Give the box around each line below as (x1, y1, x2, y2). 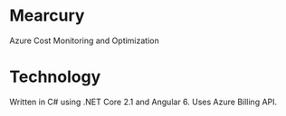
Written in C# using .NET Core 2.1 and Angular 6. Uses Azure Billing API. (9, 96, 278, 107)
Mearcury (9, 5, 85, 26)
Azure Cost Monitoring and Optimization (9, 35, 160, 46)
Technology (9, 67, 101, 87)
